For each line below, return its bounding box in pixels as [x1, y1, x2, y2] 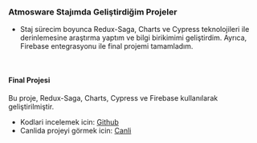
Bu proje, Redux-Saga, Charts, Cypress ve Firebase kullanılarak [8, 93, 218, 102]
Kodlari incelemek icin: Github [19, 117, 119, 126]
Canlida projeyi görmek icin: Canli [19, 125, 132, 135]
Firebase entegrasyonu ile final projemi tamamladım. [19, 42, 194, 51]
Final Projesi [8, 75, 51, 85]
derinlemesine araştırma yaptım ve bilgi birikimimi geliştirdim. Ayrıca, [19, 33, 247, 42]
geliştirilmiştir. [8, 101, 55, 111]
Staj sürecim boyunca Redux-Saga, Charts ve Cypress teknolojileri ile [19, 25, 250, 34]
